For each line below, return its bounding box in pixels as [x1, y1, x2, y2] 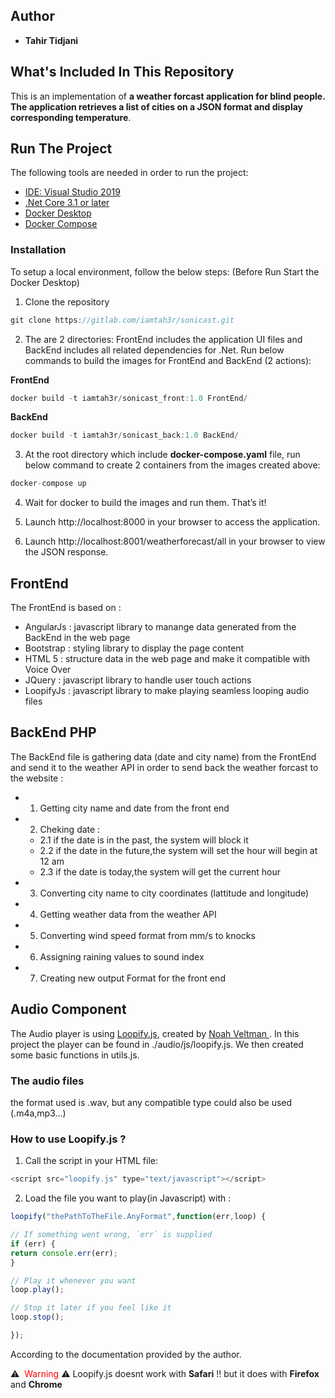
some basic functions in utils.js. [10, 1049, 140, 1061]
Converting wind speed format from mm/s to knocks [39, 929, 256, 941]
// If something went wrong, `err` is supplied [10, 1230, 213, 1240]
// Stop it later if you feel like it [10, 1303, 172, 1313]
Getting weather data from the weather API [39, 908, 217, 920]
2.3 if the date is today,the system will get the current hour [39, 865, 282, 878]
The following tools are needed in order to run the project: [10, 167, 249, 179]
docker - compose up [10, 479, 87, 489]
